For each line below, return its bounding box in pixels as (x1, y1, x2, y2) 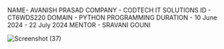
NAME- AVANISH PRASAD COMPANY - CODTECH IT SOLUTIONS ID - (7, 6, 211, 14)
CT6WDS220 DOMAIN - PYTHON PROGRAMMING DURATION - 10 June (7, 13, 218, 22)
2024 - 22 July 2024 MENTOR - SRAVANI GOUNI (7, 21, 151, 29)
